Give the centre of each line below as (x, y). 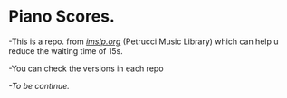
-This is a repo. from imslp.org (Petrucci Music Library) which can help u (143, 41)
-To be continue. (39, 85)
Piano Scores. (62, 17)
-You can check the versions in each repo (86, 68)
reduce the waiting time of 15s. (66, 50)
